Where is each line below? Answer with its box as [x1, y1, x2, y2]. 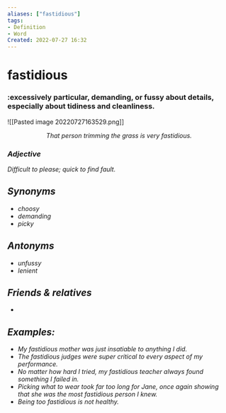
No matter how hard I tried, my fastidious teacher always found [17, 368, 204, 376]
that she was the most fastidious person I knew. [17, 390, 158, 399]
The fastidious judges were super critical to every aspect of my [17, 352, 203, 361]
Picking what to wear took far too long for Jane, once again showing [17, 383, 219, 391]
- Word [7, 30, 27, 38]
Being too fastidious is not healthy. [17, 397, 119, 406]
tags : [7, 17, 23, 24]
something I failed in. [17, 375, 79, 383]
